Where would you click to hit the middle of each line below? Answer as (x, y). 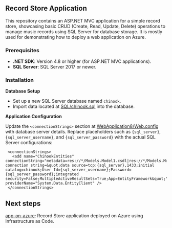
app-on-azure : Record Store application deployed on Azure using (74, 216)
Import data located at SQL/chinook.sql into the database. (73, 106)
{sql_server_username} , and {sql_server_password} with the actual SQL (81, 137)
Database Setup (23, 91)
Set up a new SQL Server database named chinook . (67, 101)
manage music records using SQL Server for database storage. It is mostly (84, 31)
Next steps (23, 203)
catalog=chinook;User (28, 170)
